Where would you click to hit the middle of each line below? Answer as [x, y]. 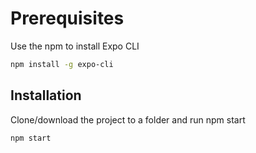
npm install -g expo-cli [62, 64]
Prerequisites [67, 18]
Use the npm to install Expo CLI [75, 46]
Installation [46, 95]
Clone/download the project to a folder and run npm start [128, 119]
